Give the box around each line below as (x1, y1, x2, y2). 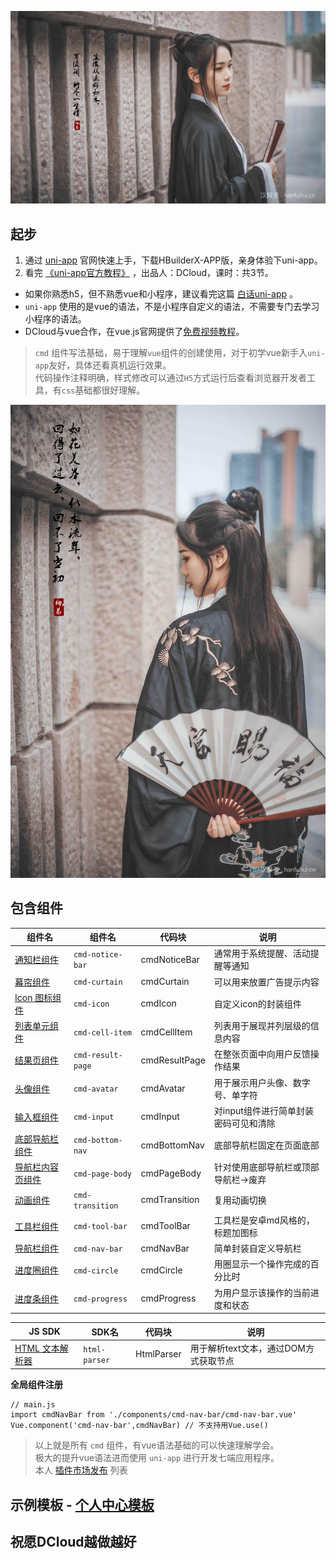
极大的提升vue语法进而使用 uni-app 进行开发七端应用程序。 (34, 1452, 280, 1464)
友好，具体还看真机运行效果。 (48, 359, 172, 371)
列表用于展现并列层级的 (213, 1020, 311, 1032)
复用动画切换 (213, 1194, 267, 1206)
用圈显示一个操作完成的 (213, 1258, 311, 1270)
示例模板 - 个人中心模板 (10, 1496, 155, 1513)
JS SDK (28, 1326, 61, 1338)
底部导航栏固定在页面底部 (213, 1139, 320, 1151)
